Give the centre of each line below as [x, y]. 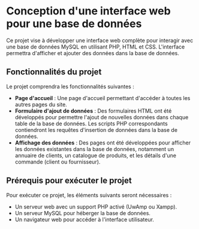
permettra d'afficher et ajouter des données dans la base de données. [93, 53]
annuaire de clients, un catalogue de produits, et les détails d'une [96, 155]
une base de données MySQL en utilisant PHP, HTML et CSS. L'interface [96, 47]
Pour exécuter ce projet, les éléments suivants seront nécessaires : [89, 195]
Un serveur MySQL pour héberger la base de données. [83, 213]
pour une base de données [74, 24]
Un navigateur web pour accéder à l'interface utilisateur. [85, 219]
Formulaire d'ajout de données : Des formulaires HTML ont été [93, 111]
